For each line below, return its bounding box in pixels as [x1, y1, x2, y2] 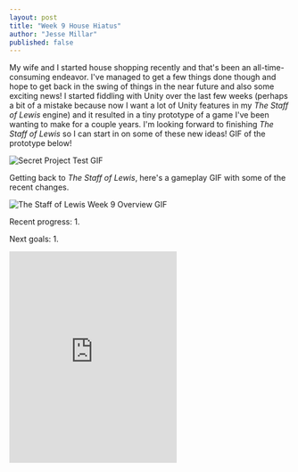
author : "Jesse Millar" [9, 29, 98, 38]
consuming [9, 72, 51, 83]
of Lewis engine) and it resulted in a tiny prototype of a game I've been [9, 110, 269, 120]
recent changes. [9, 182, 70, 192]
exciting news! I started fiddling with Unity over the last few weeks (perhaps [9, 91, 288, 102]
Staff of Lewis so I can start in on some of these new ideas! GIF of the [9, 128, 266, 139]
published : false [9, 37, 74, 47]
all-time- [252, 62, 285, 73]
